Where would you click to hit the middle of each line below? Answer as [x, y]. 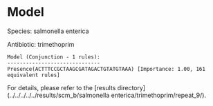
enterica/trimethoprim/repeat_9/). [158, 95]
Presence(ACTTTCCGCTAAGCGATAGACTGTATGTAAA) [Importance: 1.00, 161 [106, 69]
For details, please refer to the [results [62, 87]
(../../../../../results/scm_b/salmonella [58, 95]
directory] [131, 87]
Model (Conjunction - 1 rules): [54, 57]
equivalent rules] [34, 75]
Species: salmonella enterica [48, 31]
